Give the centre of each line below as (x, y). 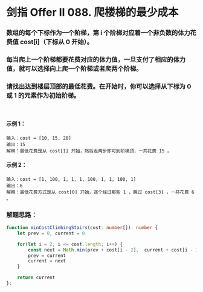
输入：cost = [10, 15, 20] (39, 138)
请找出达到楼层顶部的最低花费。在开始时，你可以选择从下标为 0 (99, 86)
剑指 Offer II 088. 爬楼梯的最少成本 (92, 12)
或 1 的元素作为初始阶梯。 (43, 96)
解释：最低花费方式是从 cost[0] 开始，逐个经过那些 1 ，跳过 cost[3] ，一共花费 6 (100, 192)
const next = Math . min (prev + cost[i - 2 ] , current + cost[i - (111, 250)
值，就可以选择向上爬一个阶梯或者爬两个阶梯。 (74, 69)
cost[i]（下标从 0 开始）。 (57, 42)
